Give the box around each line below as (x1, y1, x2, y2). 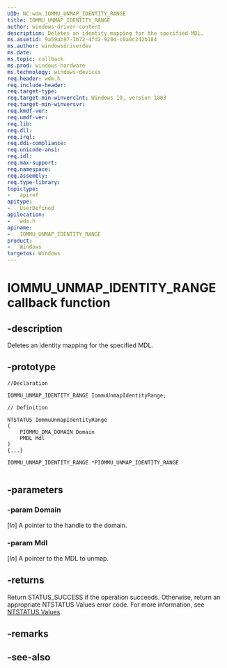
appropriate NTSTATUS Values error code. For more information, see (7, 600, 205, 609)
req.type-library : (7, 179, 61, 185)
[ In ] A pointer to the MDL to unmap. (7, 554, 109, 562)
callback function (7, 295, 111, 311)
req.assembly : (7, 172, 49, 179)
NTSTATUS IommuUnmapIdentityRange (7, 416, 108, 423)
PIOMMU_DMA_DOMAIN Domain (19, 428, 95, 436)
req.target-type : (7, 88, 58, 95)
